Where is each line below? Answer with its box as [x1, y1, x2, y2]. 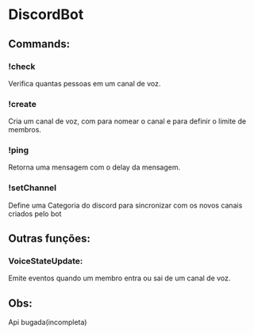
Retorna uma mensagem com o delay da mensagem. [8, 162, 181, 172]
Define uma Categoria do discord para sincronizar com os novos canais [8, 200, 243, 210]
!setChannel [8, 182, 57, 193]
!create [8, 98, 37, 109]
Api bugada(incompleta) [8, 318, 87, 327]
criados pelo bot [8, 208, 62, 219]
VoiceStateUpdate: [8, 256, 83, 267]
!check [8, 61, 36, 72]
